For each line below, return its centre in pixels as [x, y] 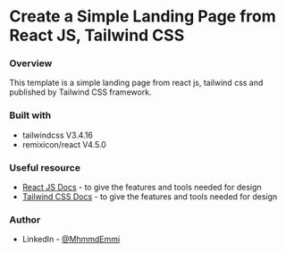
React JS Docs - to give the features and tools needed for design [142, 187]
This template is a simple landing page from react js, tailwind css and [136, 83]
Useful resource [45, 167]
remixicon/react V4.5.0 [64, 144]
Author [25, 219]
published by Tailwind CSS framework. [80, 92]
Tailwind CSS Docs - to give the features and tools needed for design [150, 197]
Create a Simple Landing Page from [143, 17]
